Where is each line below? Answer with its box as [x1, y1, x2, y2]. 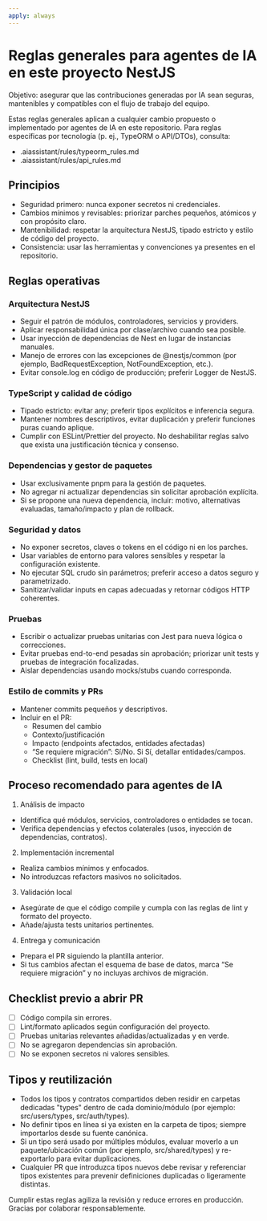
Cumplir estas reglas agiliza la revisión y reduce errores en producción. [8, 1195, 244, 1205]
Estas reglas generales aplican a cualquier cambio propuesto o [8, 114, 216, 124]
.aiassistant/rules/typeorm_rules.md [19, 146, 140, 157]
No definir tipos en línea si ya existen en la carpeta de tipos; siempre [19, 1120, 247, 1129]
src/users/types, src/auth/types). [19, 1111, 130, 1121]
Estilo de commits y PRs [8, 686, 103, 697]
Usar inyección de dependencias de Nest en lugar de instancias [19, 334, 232, 344]
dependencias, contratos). [19, 832, 107, 842]
